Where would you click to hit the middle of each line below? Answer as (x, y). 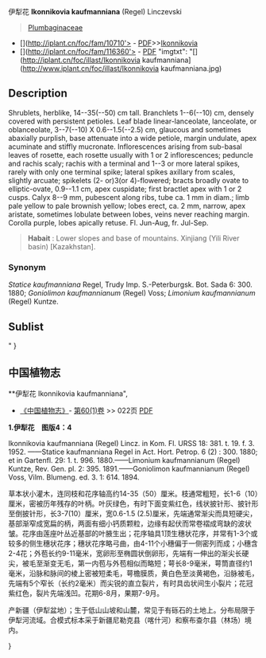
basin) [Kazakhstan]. (62, 246)
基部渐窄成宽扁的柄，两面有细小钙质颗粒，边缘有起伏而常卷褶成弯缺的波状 (130, 523)
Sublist (26, 326)
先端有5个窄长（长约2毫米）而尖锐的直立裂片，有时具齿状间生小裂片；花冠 (131, 583)
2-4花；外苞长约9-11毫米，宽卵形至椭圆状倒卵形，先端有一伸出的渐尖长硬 (129, 553)
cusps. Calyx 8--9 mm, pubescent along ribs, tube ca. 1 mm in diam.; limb (129, 197)
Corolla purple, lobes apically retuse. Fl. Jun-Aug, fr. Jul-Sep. (108, 222)
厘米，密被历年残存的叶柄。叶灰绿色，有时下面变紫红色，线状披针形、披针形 (133, 503)
